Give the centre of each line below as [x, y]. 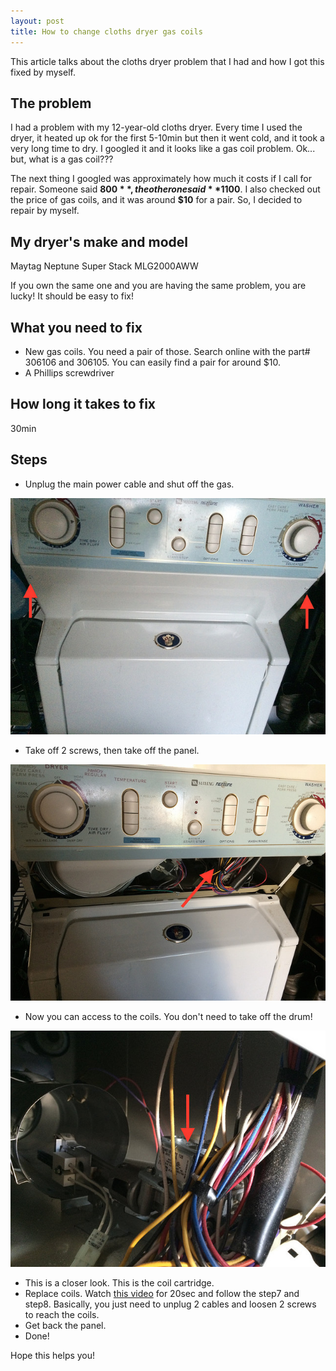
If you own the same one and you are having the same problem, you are [158, 286]
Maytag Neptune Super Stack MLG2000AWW [104, 266]
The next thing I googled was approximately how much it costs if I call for [161, 179]
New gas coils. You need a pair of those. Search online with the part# [167, 351]
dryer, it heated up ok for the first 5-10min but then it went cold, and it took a [167, 138]
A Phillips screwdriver [69, 372]
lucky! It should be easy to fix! [72, 296]
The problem [51, 103]
